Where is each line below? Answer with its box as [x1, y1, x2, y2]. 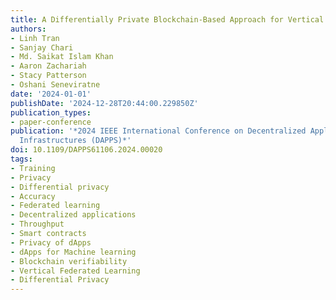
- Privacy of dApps [10, 237, 92, 248]
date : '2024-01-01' [10, 89, 92, 99]
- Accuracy [10, 191, 56, 201]
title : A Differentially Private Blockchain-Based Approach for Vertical [10, 14, 325, 25]
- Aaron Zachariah [10, 61, 87, 71]
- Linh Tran [10, 33, 60, 43]
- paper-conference [10, 117, 92, 127]
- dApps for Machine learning [10, 247, 137, 257]
